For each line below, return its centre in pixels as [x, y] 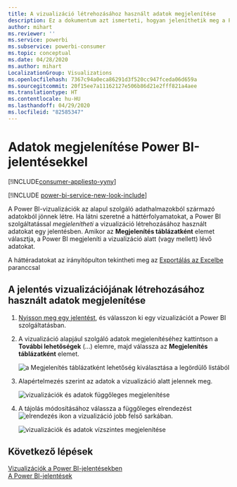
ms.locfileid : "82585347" [46, 112]
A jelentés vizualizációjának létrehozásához [106, 290]
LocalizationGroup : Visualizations [60, 73]
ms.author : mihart [35, 66]
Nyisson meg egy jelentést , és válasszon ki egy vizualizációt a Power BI [122, 317]
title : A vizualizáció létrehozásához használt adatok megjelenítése [112, 14]
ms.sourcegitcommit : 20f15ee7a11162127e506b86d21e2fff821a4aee [103, 86]
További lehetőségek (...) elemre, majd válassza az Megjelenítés [113, 346]
